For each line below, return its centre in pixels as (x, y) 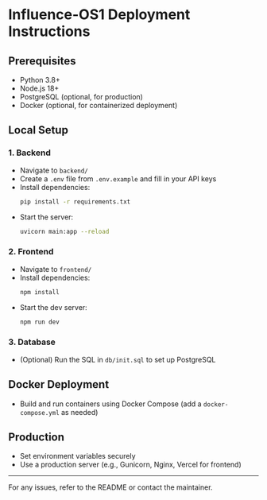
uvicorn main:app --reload (64, 231)
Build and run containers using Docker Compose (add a (110, 404)
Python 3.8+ (40, 80)
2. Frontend (31, 252)
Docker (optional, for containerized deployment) (99, 105)
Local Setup (39, 130)
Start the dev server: (53, 307)
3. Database (32, 342)
